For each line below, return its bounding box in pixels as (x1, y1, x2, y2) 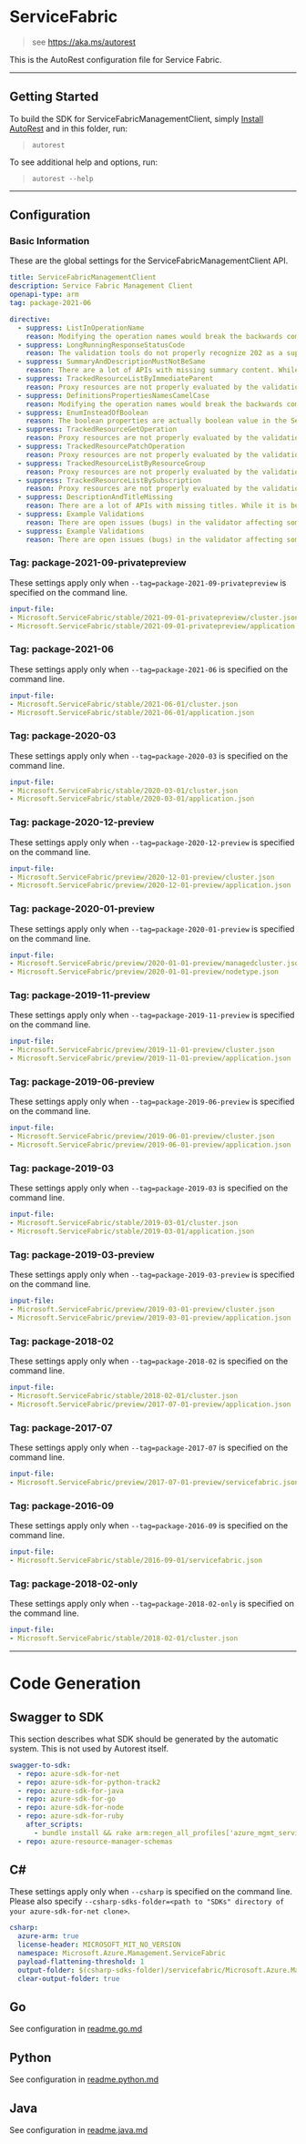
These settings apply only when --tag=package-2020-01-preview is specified (9, 923, 295, 934)
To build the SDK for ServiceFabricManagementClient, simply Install (9, 113, 264, 124)
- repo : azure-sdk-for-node (17, 1803, 125, 1812)
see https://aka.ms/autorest (31, 36, 137, 47)
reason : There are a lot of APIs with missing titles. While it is (25, 501, 287, 511)
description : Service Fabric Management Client (9, 281, 194, 291)
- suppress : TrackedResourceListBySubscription (17, 475, 202, 485)
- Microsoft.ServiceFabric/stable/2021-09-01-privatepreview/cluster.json (9, 613, 300, 622)
